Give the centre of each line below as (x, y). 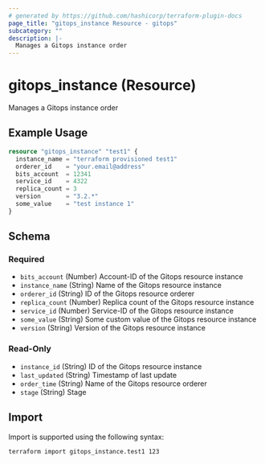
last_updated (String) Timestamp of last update (98, 375)
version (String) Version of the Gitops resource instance (113, 328)
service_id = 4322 (52, 182)
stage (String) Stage (53, 392)
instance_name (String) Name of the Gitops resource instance (121, 285)
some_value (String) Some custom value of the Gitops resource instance (138, 319)
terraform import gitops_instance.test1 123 (84, 451)
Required (26, 260)
